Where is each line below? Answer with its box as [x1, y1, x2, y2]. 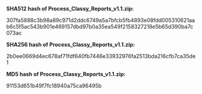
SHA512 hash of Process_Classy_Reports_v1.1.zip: [6, 5, 134, 12]
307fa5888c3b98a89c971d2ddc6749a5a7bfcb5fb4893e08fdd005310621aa [6, 17, 195, 23]
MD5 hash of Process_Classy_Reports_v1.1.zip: [6, 71, 126, 77]
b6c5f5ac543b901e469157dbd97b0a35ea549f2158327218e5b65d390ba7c [6, 23, 194, 30]
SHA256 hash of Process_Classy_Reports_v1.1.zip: [6, 41, 136, 48]
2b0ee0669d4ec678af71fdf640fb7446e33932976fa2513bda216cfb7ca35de [6, 53, 196, 59]
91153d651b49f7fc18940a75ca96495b [6, 82, 102, 89]
